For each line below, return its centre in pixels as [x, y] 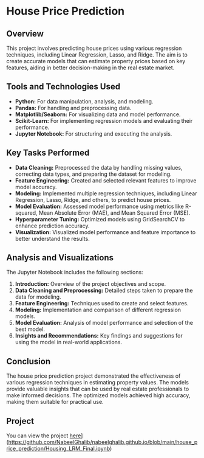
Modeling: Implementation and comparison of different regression [98, 310]
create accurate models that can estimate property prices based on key [96, 61]
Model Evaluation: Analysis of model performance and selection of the [104, 323]
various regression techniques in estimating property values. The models [98, 383]
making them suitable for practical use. [55, 402]
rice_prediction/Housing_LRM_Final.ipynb [58, 449]
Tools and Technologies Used [63, 87]
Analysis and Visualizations [60, 258]
